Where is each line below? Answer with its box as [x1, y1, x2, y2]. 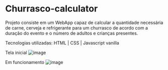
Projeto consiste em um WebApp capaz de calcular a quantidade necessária [5, 19, 163, 25]
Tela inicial [5, 49, 27, 55]
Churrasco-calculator [5, 3, 98, 14]
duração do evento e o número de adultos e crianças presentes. [5, 30, 138, 36]
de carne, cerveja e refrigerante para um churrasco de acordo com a [5, 24, 148, 30]
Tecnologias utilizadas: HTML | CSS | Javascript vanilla [5, 39, 119, 45]
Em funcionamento [5, 59, 44, 65]
